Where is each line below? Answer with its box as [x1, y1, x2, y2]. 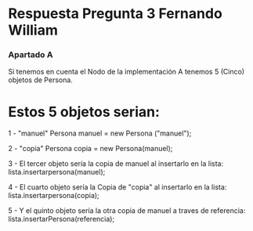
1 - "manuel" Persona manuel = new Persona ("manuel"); [8, 128, 192, 138]
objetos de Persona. [8, 75, 73, 85]
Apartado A [8, 49, 53, 60]
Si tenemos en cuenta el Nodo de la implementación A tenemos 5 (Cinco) [8, 67, 245, 77]
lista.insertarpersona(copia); [8, 191, 99, 200]
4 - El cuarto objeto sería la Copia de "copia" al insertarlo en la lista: [8, 182, 227, 192]
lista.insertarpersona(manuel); [8, 168, 106, 177]
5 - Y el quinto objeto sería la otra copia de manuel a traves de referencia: [8, 206, 246, 215]
